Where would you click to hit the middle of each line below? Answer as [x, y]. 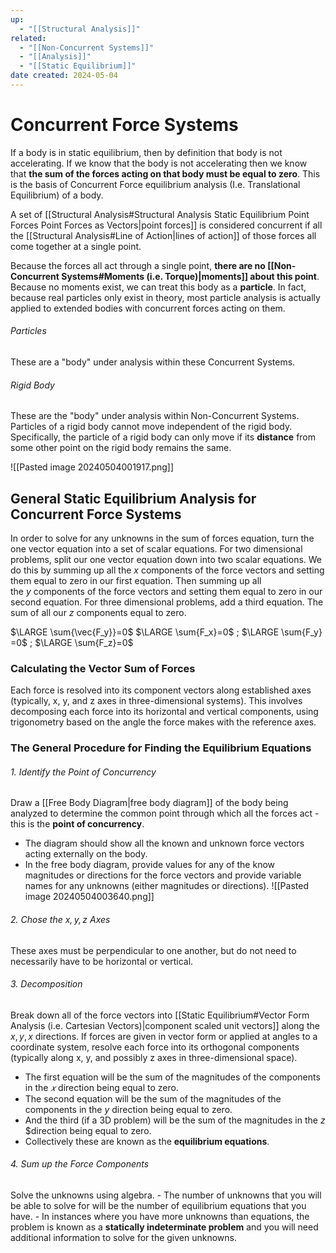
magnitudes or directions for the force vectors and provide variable [163, 875]
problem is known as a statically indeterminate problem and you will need [164, 1227]
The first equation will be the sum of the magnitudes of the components [172, 1077]
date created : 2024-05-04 [64, 76]
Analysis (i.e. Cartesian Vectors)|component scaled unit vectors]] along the [165, 1025]
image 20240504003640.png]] [89, 897]
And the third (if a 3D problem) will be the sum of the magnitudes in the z [175, 1120]
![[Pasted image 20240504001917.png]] [92, 467]
